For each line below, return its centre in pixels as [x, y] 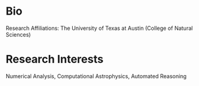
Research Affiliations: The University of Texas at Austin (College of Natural [99, 28]
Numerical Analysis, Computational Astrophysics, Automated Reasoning [96, 76]
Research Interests [55, 59]
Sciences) [18, 34]
